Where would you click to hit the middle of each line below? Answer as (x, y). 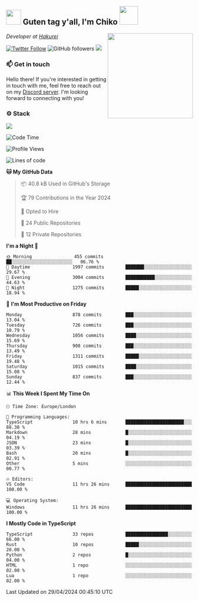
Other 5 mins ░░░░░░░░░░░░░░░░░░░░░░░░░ (99, 464)
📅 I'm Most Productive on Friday (46, 304)
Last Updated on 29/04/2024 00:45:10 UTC (60, 592)
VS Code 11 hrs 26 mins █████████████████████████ (99, 484)
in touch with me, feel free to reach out (54, 86)
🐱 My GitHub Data (30, 172)
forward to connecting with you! (45, 98)
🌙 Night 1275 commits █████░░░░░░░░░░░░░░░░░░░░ (99, 288)
